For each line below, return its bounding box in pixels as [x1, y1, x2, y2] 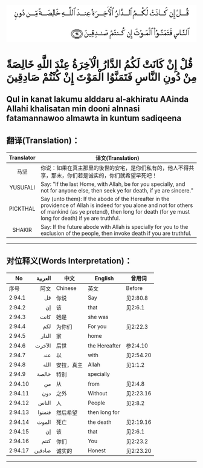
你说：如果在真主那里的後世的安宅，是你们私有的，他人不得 [40, 164, 189, 171]
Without [87, 389, 108, 397]
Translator [8, 154, 36, 162]
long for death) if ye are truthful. [40, 214, 120, 222]
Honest [87, 447, 106, 454]
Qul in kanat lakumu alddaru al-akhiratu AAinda [6, 94, 189, 105]
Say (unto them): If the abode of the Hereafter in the [40, 196, 170, 203]
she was [87, 313, 109, 320]
